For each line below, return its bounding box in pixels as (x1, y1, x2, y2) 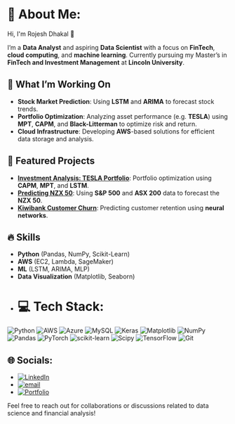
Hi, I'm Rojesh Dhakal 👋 (7, 30, 75, 38)
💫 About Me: (7, 6, 81, 23)
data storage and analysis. (17, 134, 94, 143)
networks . (17, 211, 48, 219)
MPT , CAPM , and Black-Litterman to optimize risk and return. (17, 120, 198, 128)
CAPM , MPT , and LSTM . (17, 181, 89, 189)
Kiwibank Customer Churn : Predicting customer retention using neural (17, 203, 224, 212)
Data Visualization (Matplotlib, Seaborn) (17, 272, 135, 281)
